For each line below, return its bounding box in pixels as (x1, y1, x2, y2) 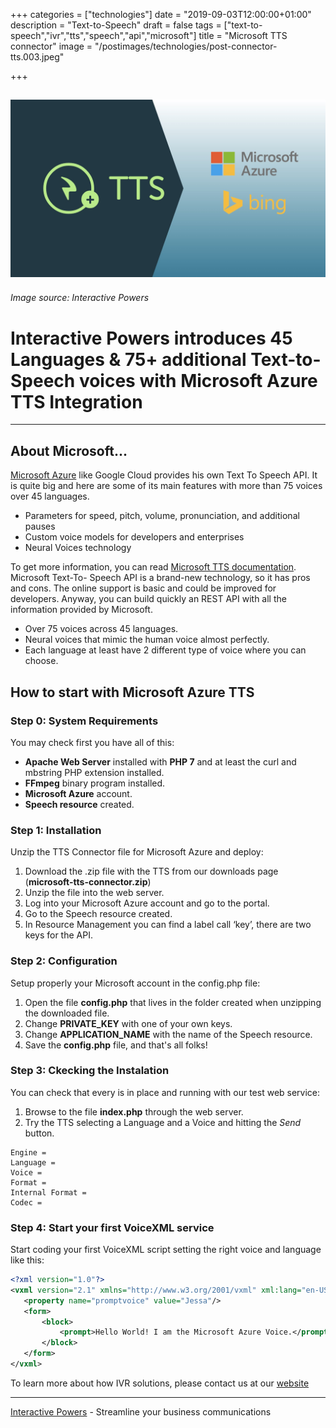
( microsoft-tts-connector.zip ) (24, 876, 152, 888)
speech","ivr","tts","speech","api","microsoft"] (10, 30, 197, 41)
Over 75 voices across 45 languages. (24, 623, 179, 635)
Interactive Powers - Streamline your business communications (10, 1405, 272, 1418)
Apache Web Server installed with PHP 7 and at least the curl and (24, 755, 297, 768)
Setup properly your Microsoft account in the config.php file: (10, 977, 261, 989)
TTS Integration (10, 390, 143, 413)
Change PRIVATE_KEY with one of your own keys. (24, 1017, 233, 1029)
